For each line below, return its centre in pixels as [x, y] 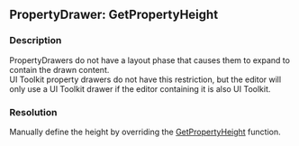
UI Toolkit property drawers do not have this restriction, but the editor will [145, 79]
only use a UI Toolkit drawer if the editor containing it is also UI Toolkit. [140, 88]
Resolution [33, 112]
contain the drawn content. [59, 69]
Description [36, 41]
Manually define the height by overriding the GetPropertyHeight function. [145, 132]
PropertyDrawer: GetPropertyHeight [114, 15]
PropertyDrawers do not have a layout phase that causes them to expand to [150, 60]
